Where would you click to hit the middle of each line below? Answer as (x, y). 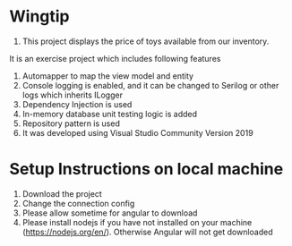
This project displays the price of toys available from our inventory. (146, 41)
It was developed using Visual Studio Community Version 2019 (137, 132)
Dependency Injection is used (77, 104)
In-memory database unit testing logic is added (110, 114)
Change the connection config (78, 203)
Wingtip (39, 17)
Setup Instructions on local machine (146, 170)
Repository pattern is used (71, 123)
